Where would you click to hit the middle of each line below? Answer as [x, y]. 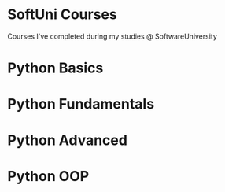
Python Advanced [67, 140]
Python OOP [48, 176]
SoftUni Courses [62, 15]
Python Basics [55, 68]
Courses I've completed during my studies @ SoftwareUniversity [112, 36]
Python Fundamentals [81, 104]
